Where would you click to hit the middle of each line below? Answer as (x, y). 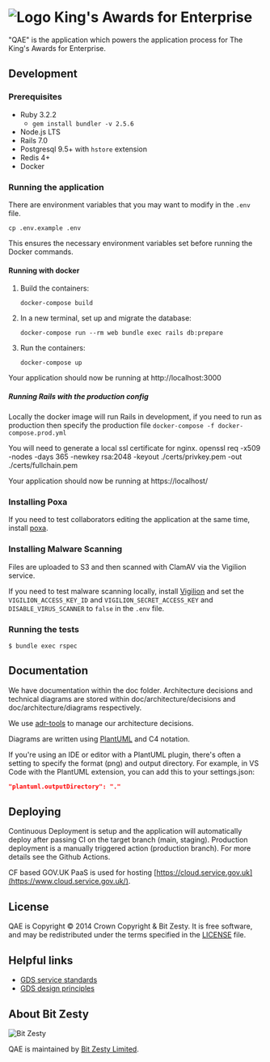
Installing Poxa (38, 502)
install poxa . (28, 528)
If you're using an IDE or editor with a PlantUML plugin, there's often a (124, 754)
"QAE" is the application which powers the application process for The (126, 40)
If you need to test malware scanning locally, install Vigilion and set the (126, 591)
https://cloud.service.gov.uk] (205, 873)
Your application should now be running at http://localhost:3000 (115, 378)
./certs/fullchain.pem (43, 465)
